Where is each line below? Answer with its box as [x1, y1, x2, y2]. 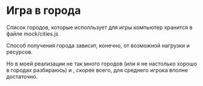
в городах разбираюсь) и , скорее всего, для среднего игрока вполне [6, 66, 188, 73]
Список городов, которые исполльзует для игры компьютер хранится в [6, 24, 193, 31]
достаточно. [6, 73, 38, 80]
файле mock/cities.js [6, 30, 59, 37]
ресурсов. [6, 48, 33, 55]
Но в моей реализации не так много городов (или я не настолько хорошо [6, 60, 198, 67]
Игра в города [6, 4, 81, 18]
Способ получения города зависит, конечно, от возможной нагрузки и [6, 42, 190, 49]
